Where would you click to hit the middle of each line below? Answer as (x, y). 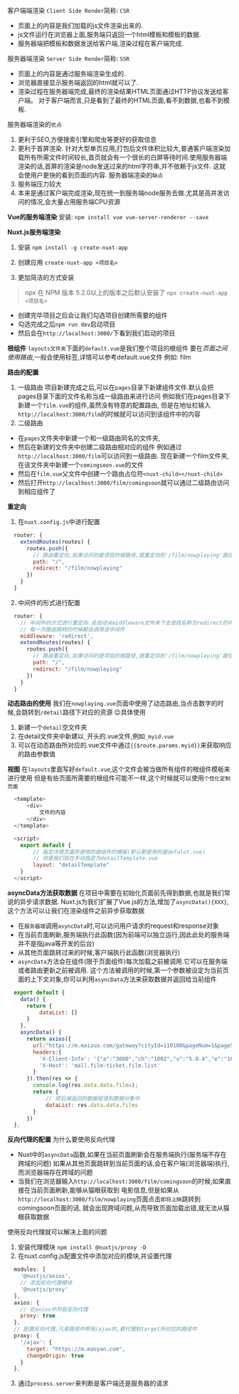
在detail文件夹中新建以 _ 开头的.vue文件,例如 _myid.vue (96, 736)
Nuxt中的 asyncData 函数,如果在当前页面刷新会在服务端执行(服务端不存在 (122, 1155)
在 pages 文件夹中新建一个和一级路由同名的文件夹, (89, 438)
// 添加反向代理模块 (46, 1283)
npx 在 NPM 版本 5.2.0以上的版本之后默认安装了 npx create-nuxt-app (126, 293)
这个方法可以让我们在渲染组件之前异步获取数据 (76, 911)
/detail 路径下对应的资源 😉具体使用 (93, 712)
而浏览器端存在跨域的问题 (55, 1173)
